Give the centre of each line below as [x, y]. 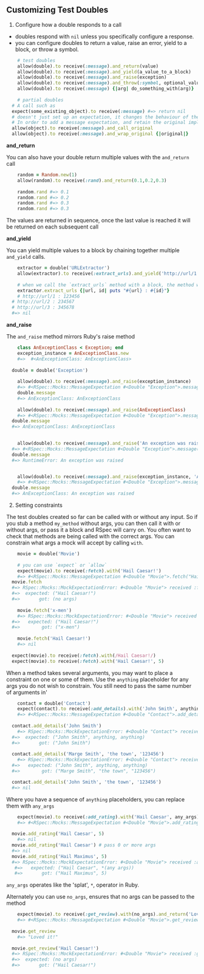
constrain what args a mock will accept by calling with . [75, 543]
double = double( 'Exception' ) [50, 370]
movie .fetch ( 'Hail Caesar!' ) [54, 639]
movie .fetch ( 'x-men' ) [44, 610]
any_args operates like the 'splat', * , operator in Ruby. [73, 885]
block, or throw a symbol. [47, 49]
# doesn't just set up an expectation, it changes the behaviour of [100, 117]
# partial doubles [40, 100]
